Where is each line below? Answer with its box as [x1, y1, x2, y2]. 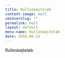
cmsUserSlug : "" [5, 16, 38, 21]
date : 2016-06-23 [5, 34, 41, 39]
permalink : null [5, 20, 38, 26]
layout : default [5, 25, 38, 30]
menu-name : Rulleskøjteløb [5, 29, 60, 34]
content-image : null [5, 12, 47, 16]
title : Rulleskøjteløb [5, 7, 51, 12]
